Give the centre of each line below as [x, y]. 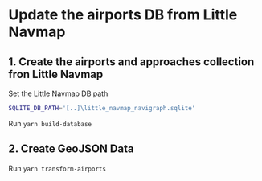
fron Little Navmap [56, 74]
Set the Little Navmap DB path [58, 93]
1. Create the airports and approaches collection [131, 62]
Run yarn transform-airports [57, 168]
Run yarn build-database [50, 123]
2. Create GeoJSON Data [71, 149]
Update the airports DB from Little [123, 15]
